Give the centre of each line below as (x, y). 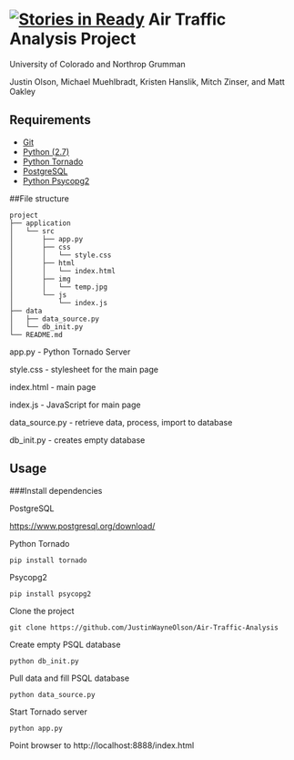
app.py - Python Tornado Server (70, 352)
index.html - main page (53, 386)
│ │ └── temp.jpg (58, 287)
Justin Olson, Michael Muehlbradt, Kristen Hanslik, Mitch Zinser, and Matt (147, 81)
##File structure (40, 198)
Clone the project (42, 611)
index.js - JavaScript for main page (75, 405)
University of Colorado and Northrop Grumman (98, 64)
